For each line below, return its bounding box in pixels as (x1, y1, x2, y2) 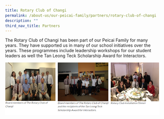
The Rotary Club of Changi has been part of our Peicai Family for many (5, 37, 148, 43)
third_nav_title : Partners (5, 23, 60, 28)
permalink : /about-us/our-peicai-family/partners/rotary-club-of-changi (5, 13, 157, 18)
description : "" (5, 18, 38, 23)
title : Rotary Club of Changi (5, 8, 67, 13)
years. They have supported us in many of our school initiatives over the (5, 42, 151, 48)
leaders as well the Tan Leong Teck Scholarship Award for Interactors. (5, 53, 147, 59)
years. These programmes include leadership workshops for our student (5, 48, 152, 54)
